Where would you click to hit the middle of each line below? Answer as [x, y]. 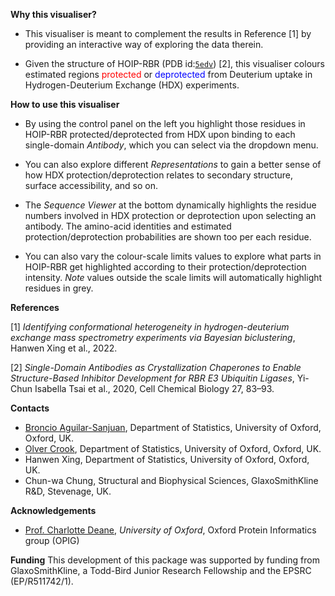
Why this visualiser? [53, 14]
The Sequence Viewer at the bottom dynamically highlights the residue [170, 205]
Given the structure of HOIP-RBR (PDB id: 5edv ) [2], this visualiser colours [174, 63]
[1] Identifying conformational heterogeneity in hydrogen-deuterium [150, 327]
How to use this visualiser [65, 104]
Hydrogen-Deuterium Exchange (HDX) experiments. [132, 85]
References [35, 307]
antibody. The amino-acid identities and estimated [128, 226]
